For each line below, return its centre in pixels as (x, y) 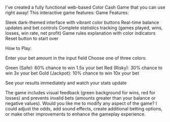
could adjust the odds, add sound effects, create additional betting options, (84, 109)
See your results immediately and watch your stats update (66, 83)
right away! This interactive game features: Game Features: (67, 13)
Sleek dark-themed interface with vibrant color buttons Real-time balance (82, 22)
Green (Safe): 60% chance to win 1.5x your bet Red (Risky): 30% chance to (84, 68)
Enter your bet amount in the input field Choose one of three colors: (76, 58)
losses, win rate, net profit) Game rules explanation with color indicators (80, 33)
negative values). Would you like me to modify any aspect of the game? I (81, 103)
